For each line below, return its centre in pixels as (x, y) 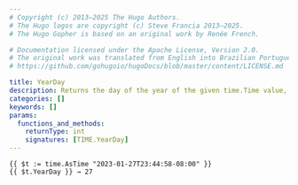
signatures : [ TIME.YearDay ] (77, 140)
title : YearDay (37, 82)
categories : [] (37, 98)
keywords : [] (33, 107)
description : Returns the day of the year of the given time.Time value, (149, 90)
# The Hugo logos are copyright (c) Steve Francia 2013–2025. (126, 26)
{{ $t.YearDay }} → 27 (51, 172)
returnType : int (55, 132)
